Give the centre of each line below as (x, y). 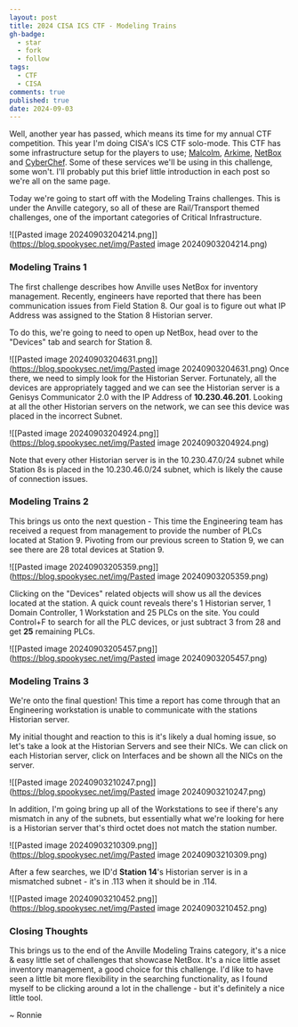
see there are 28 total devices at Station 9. (87, 550)
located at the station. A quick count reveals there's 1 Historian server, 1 (140, 603)
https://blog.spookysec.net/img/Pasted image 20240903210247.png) (139, 792)
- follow (33, 59)
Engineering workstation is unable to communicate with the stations (133, 710)
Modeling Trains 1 (48, 267)
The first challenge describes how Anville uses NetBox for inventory (134, 287)
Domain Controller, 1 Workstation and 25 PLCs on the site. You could (134, 612)
